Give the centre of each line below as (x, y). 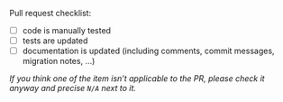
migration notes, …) (59, 61)
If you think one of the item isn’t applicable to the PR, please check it (137, 79)
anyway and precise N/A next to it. (73, 88)
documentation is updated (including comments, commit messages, (148, 51)
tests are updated (55, 41)
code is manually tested (66, 30)
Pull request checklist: (50, 13)
